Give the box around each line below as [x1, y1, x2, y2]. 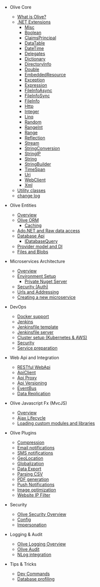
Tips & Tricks [9, 561, 37, 567]
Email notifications [17, 445, 55, 450]
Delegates [24, 51, 45, 56]
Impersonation [17, 522, 47, 528]
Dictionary [24, 56, 46, 61]
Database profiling [17, 576, 55, 582]
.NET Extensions [17, 19, 51, 25]
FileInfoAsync [24, 88, 53, 93]
